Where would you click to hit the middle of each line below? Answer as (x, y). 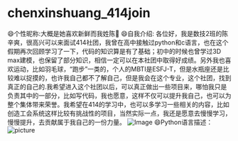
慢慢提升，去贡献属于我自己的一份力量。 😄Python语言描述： (110, 122)
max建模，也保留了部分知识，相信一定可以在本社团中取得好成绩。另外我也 (116, 60)
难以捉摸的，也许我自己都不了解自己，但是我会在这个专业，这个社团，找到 (122, 78)
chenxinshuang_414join (79, 13)
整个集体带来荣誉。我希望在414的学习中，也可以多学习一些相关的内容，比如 (118, 104)
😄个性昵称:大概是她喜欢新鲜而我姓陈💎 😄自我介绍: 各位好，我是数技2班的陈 (118, 33)
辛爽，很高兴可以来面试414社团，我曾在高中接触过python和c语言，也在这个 (118, 42)
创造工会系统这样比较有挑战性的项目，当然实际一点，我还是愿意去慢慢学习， (119, 113)
